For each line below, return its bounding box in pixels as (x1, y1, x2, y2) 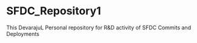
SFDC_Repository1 (6, 4, 101, 18)
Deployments (6, 30, 39, 37)
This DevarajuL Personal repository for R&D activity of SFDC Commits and (6, 24, 192, 31)
